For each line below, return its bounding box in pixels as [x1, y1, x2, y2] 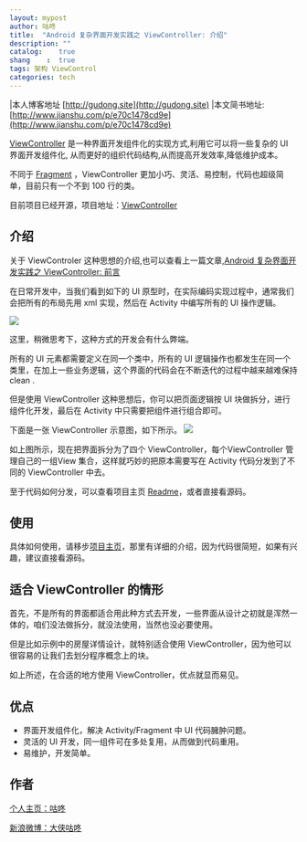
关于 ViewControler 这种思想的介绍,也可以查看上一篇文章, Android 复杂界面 [9, 255, 289, 266]
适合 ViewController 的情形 [9, 582, 164, 597]
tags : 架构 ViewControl [9, 65, 98, 74]
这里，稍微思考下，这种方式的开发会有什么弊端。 [9, 333, 194, 344]
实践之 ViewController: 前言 [16, 266, 121, 277]
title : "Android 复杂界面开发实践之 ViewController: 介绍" [9, 30, 228, 39]
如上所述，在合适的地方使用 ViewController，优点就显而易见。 [9, 669, 244, 680]
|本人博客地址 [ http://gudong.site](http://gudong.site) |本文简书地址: [9, 99, 265, 110]
